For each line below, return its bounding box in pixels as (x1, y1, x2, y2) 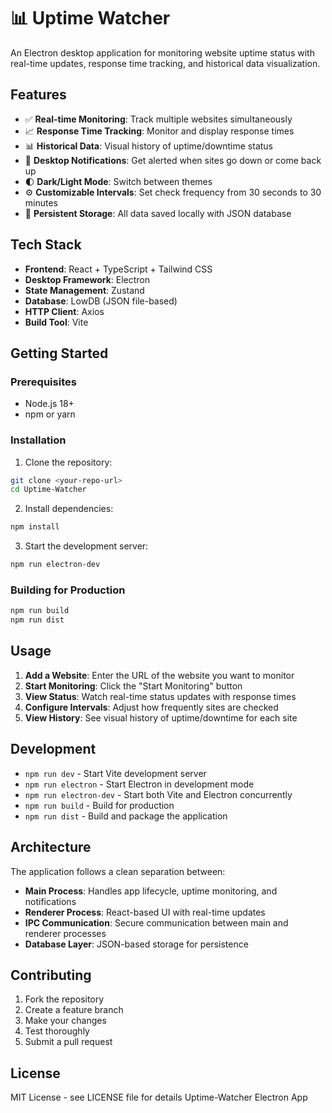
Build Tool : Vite (24, 316, 89, 328)
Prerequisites (10, 375, 77, 389)
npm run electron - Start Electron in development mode (24, 778, 255, 790)
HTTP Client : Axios (24, 305, 105, 317)
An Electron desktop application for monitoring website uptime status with (10, 46, 315, 59)
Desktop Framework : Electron (24, 273, 151, 285)
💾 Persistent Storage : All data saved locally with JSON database (24, 207, 292, 219)
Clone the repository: (24, 456, 113, 468)
